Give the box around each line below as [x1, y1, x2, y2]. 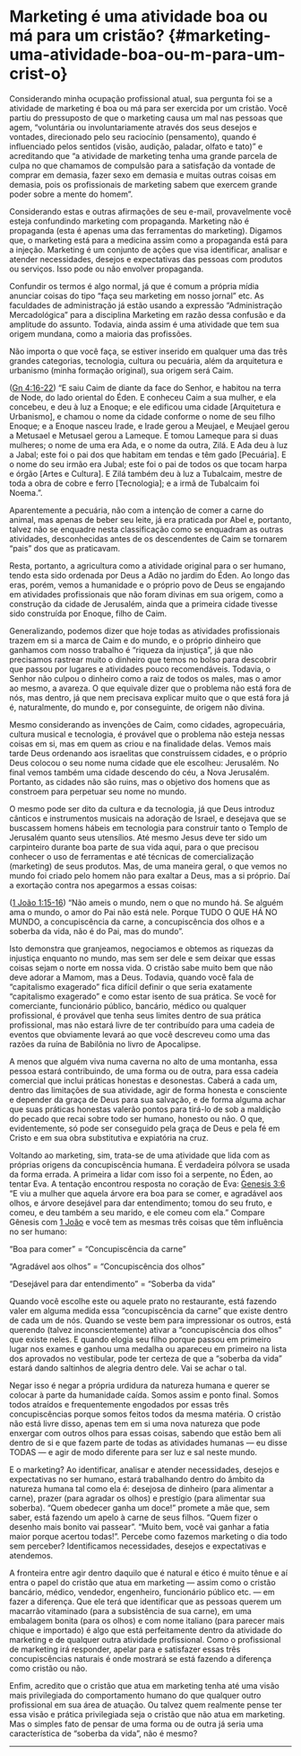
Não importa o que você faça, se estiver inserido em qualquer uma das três [9, 346, 288, 357]
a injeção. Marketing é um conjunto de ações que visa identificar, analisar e [9, 244, 288, 255]
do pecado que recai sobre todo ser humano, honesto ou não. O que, [9, 1113, 265, 1124]
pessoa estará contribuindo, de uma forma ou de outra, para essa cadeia [9, 1065, 279, 1076]
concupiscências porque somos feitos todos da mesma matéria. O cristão [9, 1408, 281, 1419]
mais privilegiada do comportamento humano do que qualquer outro [9, 1690, 262, 1700]
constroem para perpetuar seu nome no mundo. [9, 786, 187, 797]
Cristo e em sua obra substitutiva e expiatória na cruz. [9, 1132, 209, 1143]
